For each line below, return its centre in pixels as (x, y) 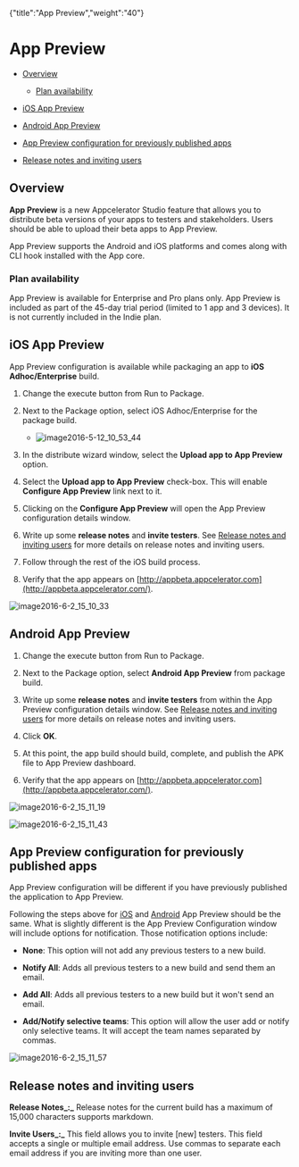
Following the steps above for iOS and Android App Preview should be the (145, 914)
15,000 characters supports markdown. (82, 1117)
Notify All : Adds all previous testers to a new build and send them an (149, 968)
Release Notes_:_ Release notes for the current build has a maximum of (141, 1107)
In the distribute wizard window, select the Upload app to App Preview (152, 454)
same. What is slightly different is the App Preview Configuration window (143, 924)
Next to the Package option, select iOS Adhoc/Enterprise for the (140, 411)
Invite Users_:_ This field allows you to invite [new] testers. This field (136, 1134)
